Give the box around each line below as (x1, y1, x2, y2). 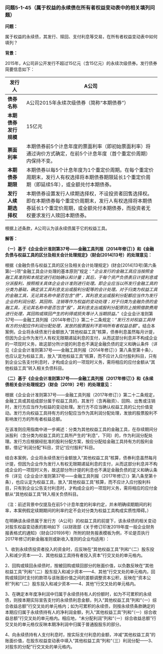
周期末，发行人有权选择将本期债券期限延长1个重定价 (26, 174, 146, 181)
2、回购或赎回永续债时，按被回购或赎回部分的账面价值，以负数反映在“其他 (5, 563, 154, 569)
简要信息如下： (5, 66, 35, 72)
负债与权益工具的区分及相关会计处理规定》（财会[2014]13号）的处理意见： (5, 252, 152, 258)
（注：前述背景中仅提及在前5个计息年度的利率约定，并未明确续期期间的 (5, 501, 148, 507)
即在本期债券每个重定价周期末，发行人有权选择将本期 (26, 198, 148, 204)
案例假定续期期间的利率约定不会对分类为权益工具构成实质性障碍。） (17, 508, 151, 514)
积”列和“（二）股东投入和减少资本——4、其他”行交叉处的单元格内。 (5, 581, 139, 587)
